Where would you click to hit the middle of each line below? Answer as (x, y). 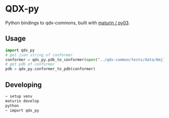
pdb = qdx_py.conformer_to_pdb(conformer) (50, 69)
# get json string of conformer (39, 55)
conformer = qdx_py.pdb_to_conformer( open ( (52, 60)
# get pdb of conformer (30, 64)
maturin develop (22, 101)
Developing (23, 84)
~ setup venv (19, 96)
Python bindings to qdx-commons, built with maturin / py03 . (67, 23)
